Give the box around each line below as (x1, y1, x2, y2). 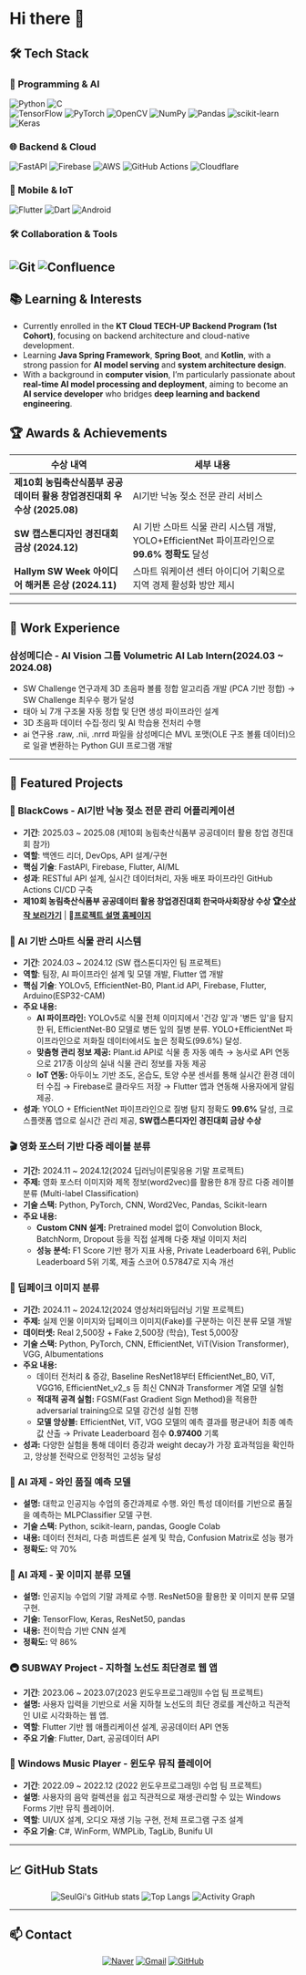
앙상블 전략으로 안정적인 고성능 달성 (35, 1450, 162, 1462)
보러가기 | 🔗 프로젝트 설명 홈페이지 (31, 909, 152, 920)
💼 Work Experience (9, 620, 120, 636)
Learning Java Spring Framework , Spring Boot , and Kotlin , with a (22, 349, 271, 360)
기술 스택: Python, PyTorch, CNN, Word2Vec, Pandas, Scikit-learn (22, 1199, 268, 1211)
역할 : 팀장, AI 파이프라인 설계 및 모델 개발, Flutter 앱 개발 (22, 968, 224, 979)
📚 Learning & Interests (9, 292, 143, 307)
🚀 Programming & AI (9, 78, 100, 90)
